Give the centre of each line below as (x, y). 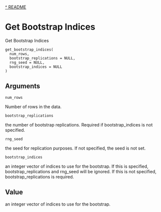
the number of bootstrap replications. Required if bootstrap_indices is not (79, 124)
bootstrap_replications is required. (40, 177)
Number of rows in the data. (34, 106)
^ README (16, 7)
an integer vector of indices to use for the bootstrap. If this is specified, (77, 166)
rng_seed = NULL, (27, 62)
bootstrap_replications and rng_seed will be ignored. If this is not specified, (81, 171)
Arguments (23, 86)
